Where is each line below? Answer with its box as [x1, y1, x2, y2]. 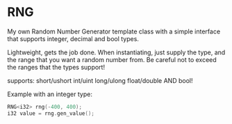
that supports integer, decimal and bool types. [7, 34, 139, 42]
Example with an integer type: [7, 90, 92, 98]
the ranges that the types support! [7, 63, 106, 71]
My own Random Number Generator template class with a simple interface [7, 27, 221, 36]
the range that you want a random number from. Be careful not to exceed [7, 55, 217, 63]
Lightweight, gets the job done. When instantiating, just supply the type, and [7, 48, 226, 56]
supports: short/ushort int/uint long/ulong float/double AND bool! [7, 76, 193, 84]
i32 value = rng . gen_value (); [7, 109, 95, 117]
